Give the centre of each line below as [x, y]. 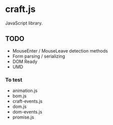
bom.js [19, 96]
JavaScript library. [24, 23]
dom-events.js [27, 112]
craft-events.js [27, 101]
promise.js [23, 117]
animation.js [25, 90]
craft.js [20, 9]
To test [14, 79]
